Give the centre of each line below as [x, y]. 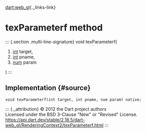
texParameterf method [54, 28]
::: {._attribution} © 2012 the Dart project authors [56, 109]
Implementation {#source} [48, 88]
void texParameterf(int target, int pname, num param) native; [74, 100]
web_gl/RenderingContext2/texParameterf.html [54, 125]
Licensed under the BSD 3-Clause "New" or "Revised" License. [71, 114]
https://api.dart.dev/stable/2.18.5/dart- [45, 120]
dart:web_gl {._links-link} [30, 7]
